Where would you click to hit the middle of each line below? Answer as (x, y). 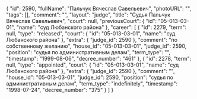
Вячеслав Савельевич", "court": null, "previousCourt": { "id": (82, 21)
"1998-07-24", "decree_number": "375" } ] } (60, 90)
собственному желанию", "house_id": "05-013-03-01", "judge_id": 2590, (96, 46)
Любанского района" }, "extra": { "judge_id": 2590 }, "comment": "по (92, 40)
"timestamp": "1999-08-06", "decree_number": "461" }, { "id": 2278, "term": (99, 59)
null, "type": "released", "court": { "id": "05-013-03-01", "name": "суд (91, 34)
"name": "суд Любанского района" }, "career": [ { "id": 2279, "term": (101, 27)
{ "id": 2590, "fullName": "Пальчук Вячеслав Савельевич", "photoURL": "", (99, 9)
